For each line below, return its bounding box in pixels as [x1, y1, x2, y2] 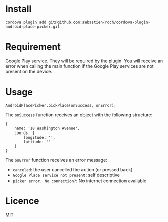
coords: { [14, 130, 35, 136]
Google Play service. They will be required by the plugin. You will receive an [5, 58, 163, 64]
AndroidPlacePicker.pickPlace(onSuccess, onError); [5, 103, 116, 108]
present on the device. [5, 68, 52, 74]
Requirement [5, 41, 61, 53]
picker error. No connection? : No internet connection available [12, 177, 147, 184]
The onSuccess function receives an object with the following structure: [5, 112, 153, 118]
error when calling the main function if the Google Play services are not [5, 63, 154, 69]
